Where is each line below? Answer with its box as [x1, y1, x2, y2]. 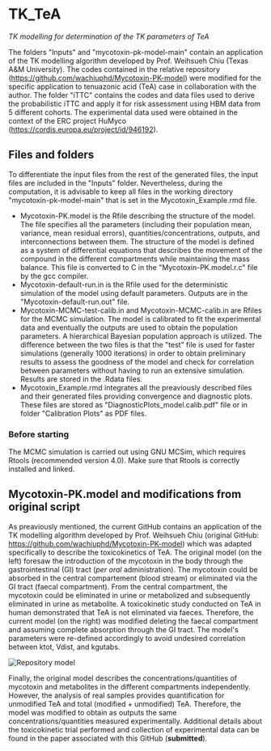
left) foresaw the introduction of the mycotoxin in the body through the [8, 555, 243, 566]
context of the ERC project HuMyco [8, 116, 127, 125]
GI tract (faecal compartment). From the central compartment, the [8, 581, 228, 591]
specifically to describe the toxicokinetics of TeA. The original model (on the [8, 547, 262, 557]
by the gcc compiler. [19, 271, 89, 281]
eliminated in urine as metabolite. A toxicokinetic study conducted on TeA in [8, 599, 261, 609]
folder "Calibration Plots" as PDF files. [19, 408, 147, 418]
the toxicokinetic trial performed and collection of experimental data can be [8, 724, 260, 734]
